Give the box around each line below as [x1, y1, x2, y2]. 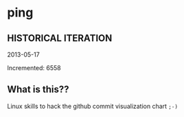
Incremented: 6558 [7, 64, 62, 72]
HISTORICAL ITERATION [7, 32, 113, 44]
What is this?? [7, 84, 69, 96]
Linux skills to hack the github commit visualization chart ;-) [7, 102, 179, 110]
